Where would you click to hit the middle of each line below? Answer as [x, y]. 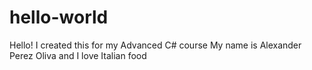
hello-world [59, 17]
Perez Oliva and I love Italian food [78, 55]
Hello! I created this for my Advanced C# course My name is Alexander [155, 45]
